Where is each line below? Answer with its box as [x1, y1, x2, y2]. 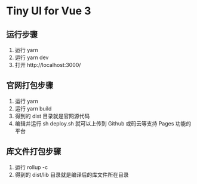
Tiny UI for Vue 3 [6, 4, 91, 18]
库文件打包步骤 [6, 146, 61, 157]
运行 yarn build [14, 105, 52, 112]
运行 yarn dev [14, 54, 49, 61]
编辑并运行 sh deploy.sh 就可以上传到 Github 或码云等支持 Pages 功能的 [14, 119, 192, 127]
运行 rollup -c [14, 163, 48, 171]
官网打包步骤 [6, 81, 54, 91]
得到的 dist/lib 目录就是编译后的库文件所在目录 [14, 171, 130, 178]
